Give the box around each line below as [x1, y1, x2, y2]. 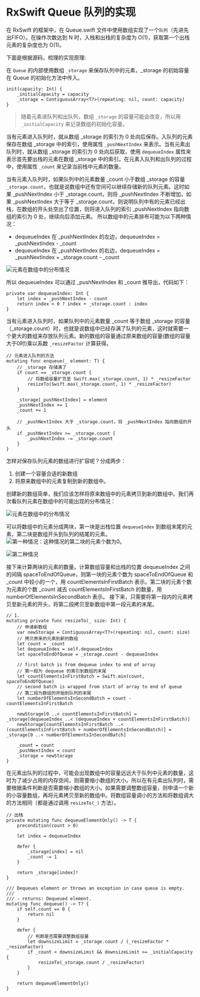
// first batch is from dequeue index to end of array [17, 661, 156, 667]
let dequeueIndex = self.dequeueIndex [17, 646, 113, 652]
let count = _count [17, 641, 65, 647]
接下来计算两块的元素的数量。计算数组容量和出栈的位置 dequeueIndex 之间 [6, 563, 190, 570]
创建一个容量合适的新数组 [14, 470, 78, 477]
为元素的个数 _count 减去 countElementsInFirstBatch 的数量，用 [6, 586, 162, 593]
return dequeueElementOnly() [17, 980, 89, 986]
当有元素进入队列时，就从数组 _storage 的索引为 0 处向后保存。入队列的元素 [6, 133, 193, 140]
